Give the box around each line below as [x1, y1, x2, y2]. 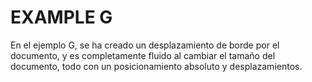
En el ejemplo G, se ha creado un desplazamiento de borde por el [10, 39, 280, 51]
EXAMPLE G [10, 6, 113, 29]
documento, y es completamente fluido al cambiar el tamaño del [10, 49, 276, 61]
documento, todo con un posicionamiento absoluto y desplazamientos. [10, 60, 303, 72]
